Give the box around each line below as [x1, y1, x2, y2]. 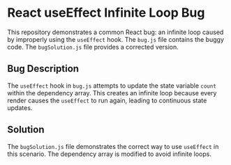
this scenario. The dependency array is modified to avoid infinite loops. [7, 150, 211, 158]
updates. [7, 103, 33, 112]
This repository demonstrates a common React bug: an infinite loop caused [7, 28, 224, 36]
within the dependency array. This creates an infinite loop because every [7, 88, 217, 97]
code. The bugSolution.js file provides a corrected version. [7, 42, 179, 51]
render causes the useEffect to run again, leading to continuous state [7, 96, 207, 104]
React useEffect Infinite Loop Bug [7, 5, 205, 21]
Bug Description [7, 63, 79, 74]
